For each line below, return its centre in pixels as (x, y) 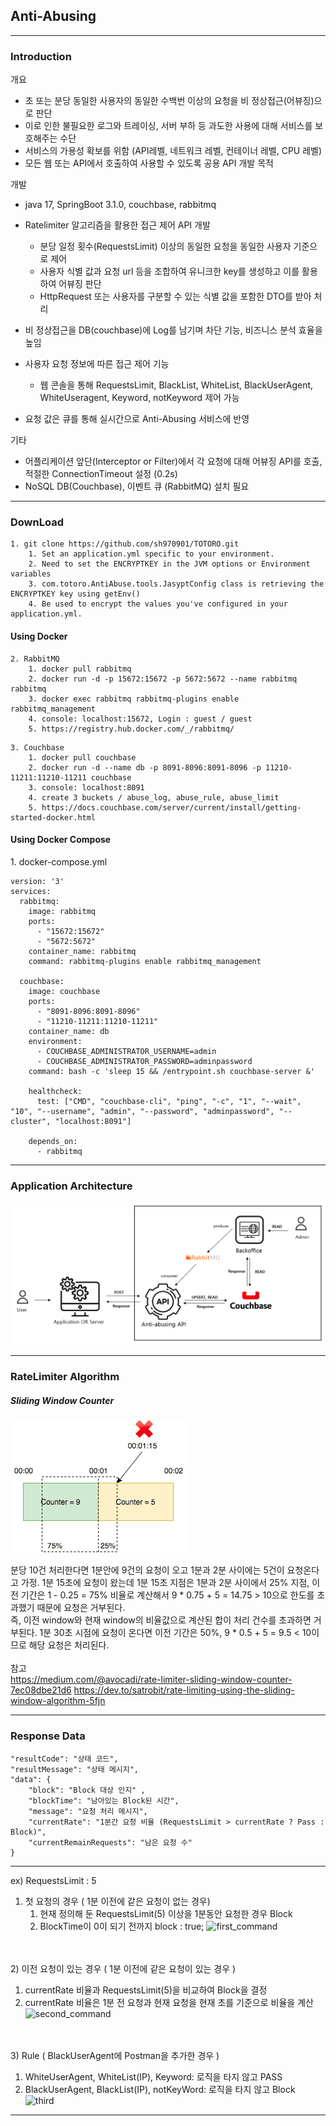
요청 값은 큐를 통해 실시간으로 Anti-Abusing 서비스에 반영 (137, 419)
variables (31, 574)
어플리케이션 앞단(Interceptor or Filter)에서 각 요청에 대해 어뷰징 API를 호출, (173, 461)
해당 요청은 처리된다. (69, 1645)
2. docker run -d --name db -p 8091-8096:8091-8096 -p (145, 767)
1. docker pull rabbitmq (80, 669)
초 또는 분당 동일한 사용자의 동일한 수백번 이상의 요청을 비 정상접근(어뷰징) (169, 101)
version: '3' (37, 881)
